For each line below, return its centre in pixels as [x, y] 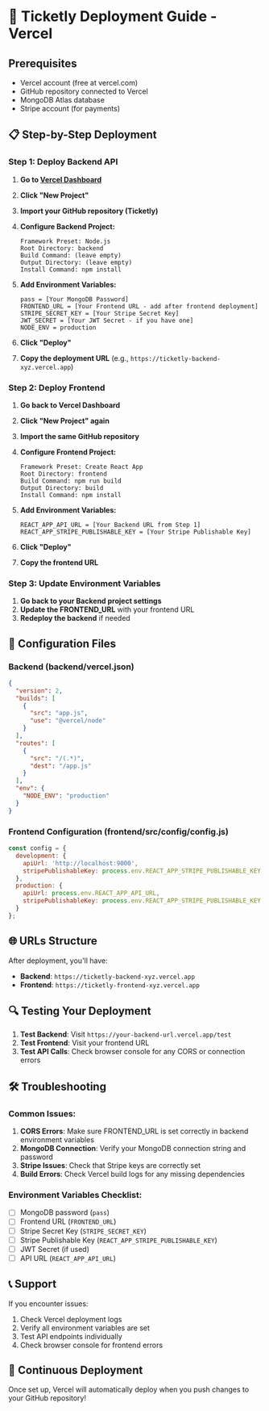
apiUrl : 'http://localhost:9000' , [81, 863]
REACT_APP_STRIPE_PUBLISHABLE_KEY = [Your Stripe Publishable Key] [135, 532]
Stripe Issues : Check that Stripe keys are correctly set [110, 1166]
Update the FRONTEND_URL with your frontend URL [107, 609]
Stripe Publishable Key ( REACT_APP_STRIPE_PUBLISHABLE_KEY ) [118, 1240]
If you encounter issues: [48, 1304]
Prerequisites [43, 63]
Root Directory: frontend [63, 474]
